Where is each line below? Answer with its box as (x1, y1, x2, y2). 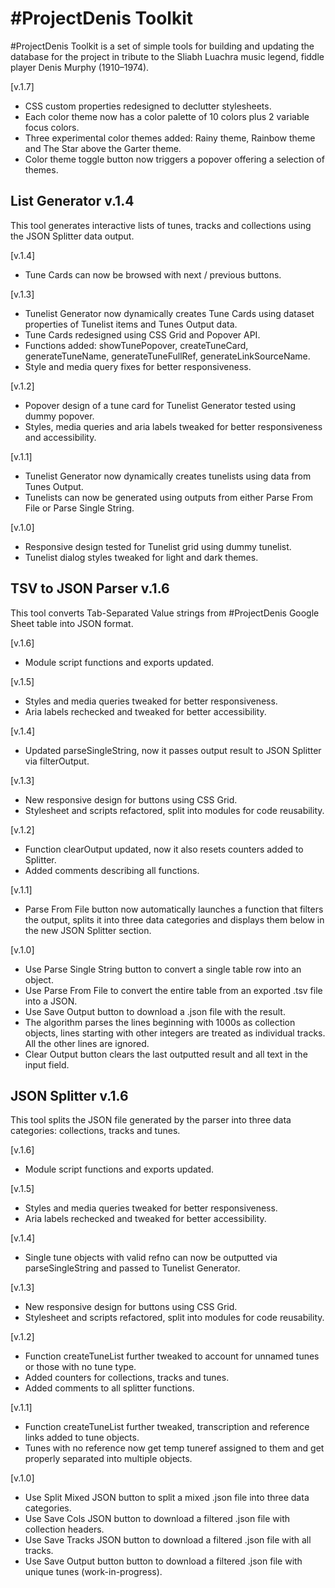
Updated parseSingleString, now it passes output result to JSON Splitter (24, 744, 322, 756)
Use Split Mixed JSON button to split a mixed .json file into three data (24, 1492, 310, 1504)
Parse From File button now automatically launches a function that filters (24, 903, 324, 915)
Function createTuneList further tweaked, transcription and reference (24, 1421, 310, 1433)
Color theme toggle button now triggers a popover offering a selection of (24, 153, 325, 165)
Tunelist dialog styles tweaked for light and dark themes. (24, 551, 259, 563)
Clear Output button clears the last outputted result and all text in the (24, 1048, 308, 1060)
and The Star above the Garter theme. (24, 142, 182, 154)
